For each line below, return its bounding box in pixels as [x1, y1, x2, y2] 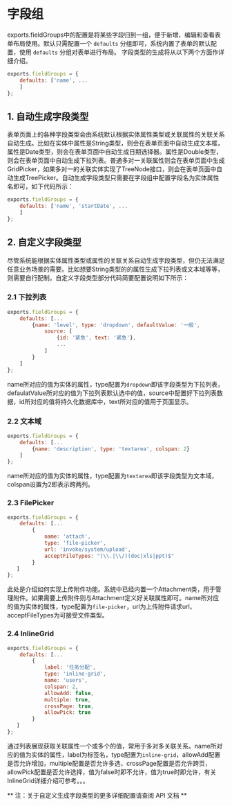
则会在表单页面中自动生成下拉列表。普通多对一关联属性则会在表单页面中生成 [7, 157, 225, 165]
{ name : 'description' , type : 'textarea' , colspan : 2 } [32, 445, 190, 453]
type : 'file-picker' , [43, 540, 107, 547]
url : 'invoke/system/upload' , [43, 545, 131, 553]
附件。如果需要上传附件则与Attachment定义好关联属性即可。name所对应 [12, 594, 220, 602]
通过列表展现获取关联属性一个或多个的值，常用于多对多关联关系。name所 [7, 742, 217, 750]
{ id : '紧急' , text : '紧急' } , [56, 334, 137, 342]
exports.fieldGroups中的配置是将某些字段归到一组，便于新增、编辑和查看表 [7, 30, 221, 39]
